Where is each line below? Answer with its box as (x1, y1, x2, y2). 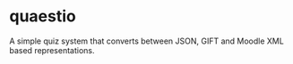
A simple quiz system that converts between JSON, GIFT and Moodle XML (9, 36, 284, 46)
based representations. (9, 44, 95, 55)
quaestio (9, 6, 76, 27)
